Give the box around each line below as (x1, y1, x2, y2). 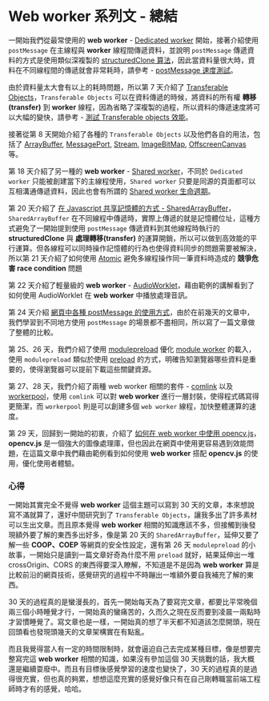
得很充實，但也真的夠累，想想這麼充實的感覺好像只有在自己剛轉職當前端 (8, 674, 247, 684)
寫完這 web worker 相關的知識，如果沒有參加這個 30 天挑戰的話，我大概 (14, 654, 255, 664)
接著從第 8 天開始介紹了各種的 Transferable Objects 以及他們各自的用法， (8, 129, 254, 138)
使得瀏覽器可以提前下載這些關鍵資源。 (29, 364, 156, 374)
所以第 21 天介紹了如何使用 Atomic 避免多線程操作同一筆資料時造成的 (8, 253, 236, 262)
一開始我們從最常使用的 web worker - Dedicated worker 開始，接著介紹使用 (8, 35, 259, 45)
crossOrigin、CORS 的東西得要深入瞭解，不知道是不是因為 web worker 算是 (8, 560, 259, 570)
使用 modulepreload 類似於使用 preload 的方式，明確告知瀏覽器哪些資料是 (8, 354, 250, 364)
